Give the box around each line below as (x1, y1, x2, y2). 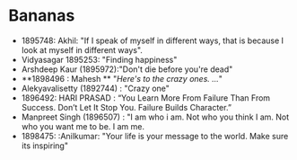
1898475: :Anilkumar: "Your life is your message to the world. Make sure (21, 130, 289, 141)
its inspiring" (21, 140, 69, 151)
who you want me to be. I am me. (21, 120, 145, 131)
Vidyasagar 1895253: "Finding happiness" (21, 54, 178, 65)
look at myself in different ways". (21, 44, 143, 55)
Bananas (8, 5, 75, 26)
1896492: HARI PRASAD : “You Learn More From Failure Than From (21, 92, 271, 103)
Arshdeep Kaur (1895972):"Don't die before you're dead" (21, 64, 233, 75)
